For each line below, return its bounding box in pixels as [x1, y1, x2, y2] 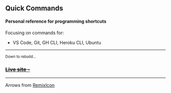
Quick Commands [5, 4, 64, 13]
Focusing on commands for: [5, 29, 64, 36]
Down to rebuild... [5, 54, 37, 59]
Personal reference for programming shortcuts [5, 18, 107, 24]
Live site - [5, 66, 31, 73]
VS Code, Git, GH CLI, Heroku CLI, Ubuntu [12, 39, 101, 45]
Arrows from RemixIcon [5, 82, 55, 88]
